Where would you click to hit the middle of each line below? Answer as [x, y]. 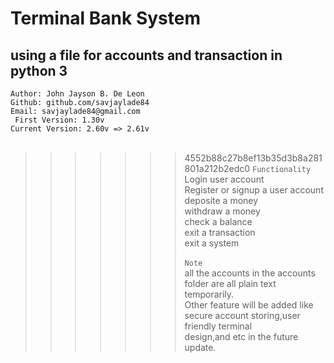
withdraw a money [222, 211]
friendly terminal [218, 326]
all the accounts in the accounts [250, 273]
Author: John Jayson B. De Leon [77, 94]
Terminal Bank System [106, 18]
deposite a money [221, 200]
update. [200, 347]
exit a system [212, 243]
